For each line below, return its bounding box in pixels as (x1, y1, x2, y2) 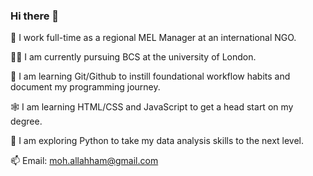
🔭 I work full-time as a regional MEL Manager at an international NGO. (10, 32, 297, 44)
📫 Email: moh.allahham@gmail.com (10, 155, 159, 167)
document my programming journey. (10, 81, 161, 93)
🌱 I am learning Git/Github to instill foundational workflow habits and (10, 70, 291, 83)
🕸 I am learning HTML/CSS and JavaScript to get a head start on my (10, 101, 294, 113)
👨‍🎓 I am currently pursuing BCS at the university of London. (10, 51, 257, 63)
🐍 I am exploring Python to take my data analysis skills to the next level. (10, 135, 305, 147)
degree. (10, 115, 43, 128)
